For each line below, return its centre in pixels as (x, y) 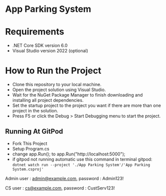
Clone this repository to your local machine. (57, 85)
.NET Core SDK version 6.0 (40, 46)
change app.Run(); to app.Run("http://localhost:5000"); (69, 154)
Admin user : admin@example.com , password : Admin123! (64, 178)
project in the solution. (35, 111)
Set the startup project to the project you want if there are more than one (86, 105)
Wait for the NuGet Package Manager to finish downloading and (77, 95)
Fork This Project (30, 143)
